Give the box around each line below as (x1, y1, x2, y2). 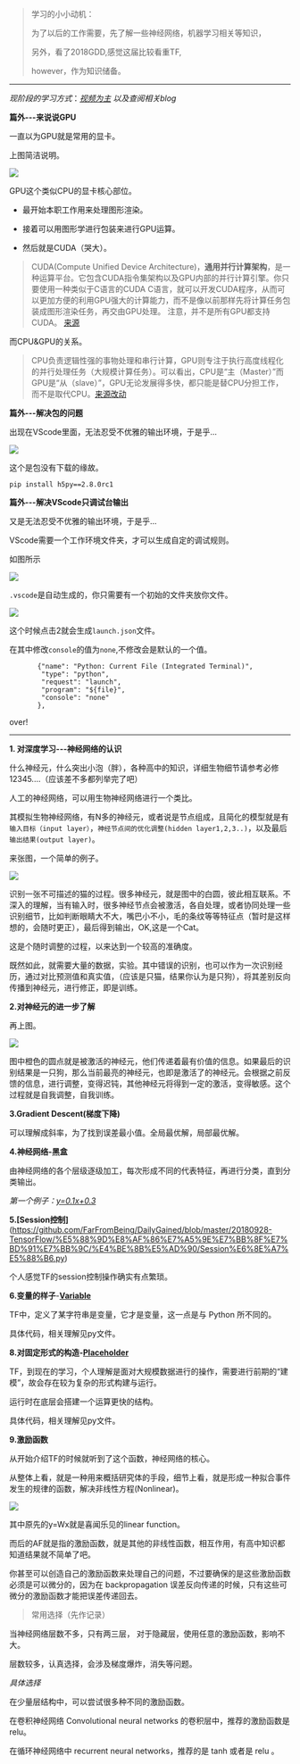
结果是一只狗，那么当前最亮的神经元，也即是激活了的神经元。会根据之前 (16, 1067, 283, 1078)
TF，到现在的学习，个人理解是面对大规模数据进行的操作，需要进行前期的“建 (9, 1366, 288, 1377)
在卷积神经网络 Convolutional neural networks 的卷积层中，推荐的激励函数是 (9, 1716, 290, 1726)
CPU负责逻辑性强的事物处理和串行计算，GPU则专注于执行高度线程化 (30, 355, 284, 365)
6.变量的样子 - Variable (9, 1290, 92, 1301)
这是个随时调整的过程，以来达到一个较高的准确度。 (9, 941, 197, 952)
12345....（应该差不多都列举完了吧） (9, 774, 143, 784)
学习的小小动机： (30, 9, 95, 19)
